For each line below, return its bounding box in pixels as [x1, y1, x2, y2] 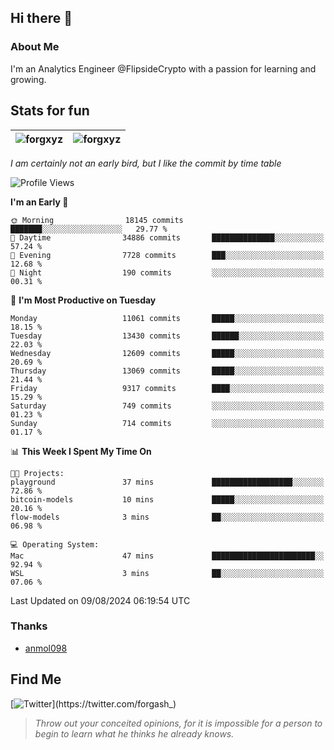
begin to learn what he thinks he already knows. [34, 727, 235, 740]
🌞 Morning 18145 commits [10, 215, 184, 225]
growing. [10, 73, 47, 85]
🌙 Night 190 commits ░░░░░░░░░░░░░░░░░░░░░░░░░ [10, 267, 325, 278]
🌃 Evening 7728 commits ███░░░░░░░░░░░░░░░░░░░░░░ [10, 250, 325, 260]
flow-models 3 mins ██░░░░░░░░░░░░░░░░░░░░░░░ [10, 512, 325, 522]
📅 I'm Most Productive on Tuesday [10, 294, 157, 306]
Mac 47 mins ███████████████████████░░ [10, 551, 325, 561]
